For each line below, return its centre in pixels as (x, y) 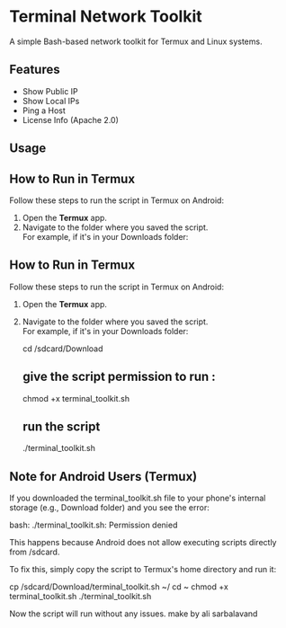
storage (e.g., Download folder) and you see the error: (109, 508)
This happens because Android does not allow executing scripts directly (143, 543)
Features (35, 70)
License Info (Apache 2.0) (71, 119)
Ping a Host (44, 111)
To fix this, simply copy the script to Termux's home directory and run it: (143, 570)
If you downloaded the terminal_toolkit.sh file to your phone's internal (138, 498)
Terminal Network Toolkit (106, 17)
